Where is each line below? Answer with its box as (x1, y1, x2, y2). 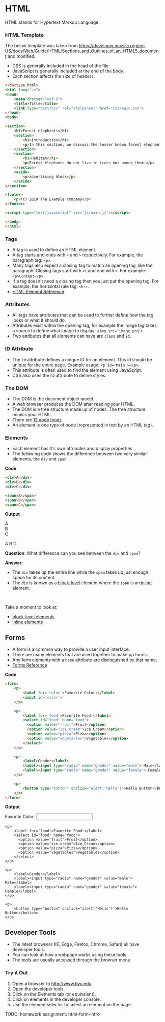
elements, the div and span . (12, 456, 68, 462)
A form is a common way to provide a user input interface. (12, 646, 130, 652)
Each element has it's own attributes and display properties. (12, 446, 134, 452)
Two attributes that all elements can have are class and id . (12, 333, 131, 339)
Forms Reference (12, 662, 48, 668)
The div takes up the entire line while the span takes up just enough (12, 569, 149, 575)
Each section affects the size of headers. (12, 73, 95, 79)
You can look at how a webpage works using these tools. (12, 952, 128, 958)
